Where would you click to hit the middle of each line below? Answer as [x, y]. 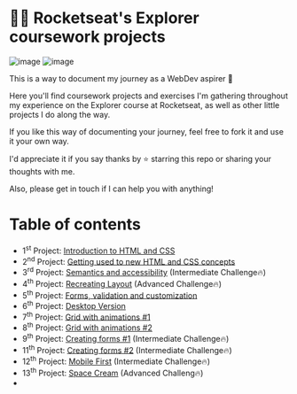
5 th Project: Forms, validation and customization [109, 294]
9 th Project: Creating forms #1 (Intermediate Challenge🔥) [125, 338]
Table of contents [75, 224]
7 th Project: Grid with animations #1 [86, 316]
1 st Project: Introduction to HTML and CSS [98, 250]
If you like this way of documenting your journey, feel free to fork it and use [146, 131]
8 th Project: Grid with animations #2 [87, 327]
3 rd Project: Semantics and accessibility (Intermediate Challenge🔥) [144, 271]
